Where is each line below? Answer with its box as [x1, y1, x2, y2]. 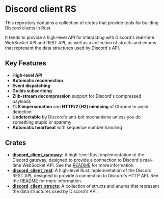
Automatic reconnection [12, 77, 63, 83]
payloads [12, 98, 31, 104]
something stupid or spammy [12, 119, 72, 125]
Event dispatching [12, 83, 51, 88]
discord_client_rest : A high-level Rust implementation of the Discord [12, 167, 152, 173]
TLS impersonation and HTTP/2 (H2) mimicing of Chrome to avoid [12, 103, 149, 109]
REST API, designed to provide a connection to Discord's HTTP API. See [12, 172, 159, 178]
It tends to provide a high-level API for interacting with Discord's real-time [5, 34, 155, 40]
